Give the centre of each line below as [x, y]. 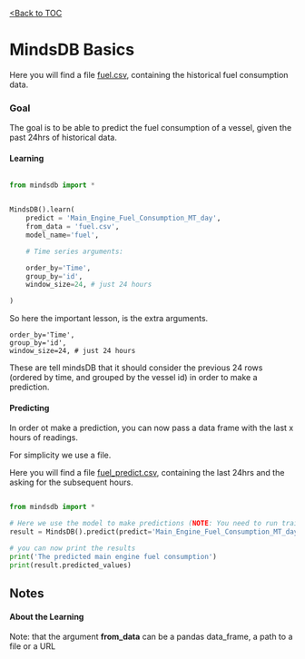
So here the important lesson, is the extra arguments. [109, 319]
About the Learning [47, 616]
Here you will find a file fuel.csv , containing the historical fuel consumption [149, 74]
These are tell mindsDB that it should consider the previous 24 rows [136, 368]
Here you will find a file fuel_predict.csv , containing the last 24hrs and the [147, 473]
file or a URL [33, 646]
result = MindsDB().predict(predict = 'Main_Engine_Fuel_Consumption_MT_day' [156, 532]
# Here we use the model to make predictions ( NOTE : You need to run [144, 524]
